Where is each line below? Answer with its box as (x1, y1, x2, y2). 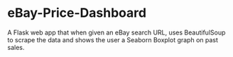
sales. (7, 43, 25, 51)
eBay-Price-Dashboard (7, 5, 147, 21)
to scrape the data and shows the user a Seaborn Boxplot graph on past (7, 35, 219, 44)
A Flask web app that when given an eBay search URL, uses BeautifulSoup (7, 28, 226, 37)
